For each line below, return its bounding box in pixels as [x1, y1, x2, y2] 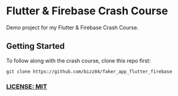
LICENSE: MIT [6, 82, 48, 91]
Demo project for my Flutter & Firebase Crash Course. [6, 24, 139, 31]
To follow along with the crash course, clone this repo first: [6, 57, 151, 64]
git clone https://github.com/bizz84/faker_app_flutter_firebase [6, 69, 172, 75]
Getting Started [6, 41, 65, 51]
